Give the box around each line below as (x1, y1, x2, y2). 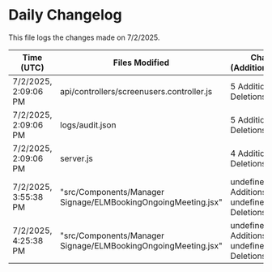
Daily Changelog (8, 6, 123, 24)
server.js (60, 153, 93, 164)
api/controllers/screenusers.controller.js (60, 85, 213, 97)
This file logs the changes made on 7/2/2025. (8, 32, 160, 42)
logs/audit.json (60, 119, 117, 131)
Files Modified (113, 57, 170, 68)
